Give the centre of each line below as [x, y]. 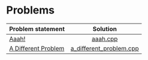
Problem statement [37, 29]
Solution [105, 29]
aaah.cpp [105, 39]
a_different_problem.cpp [105, 48]
